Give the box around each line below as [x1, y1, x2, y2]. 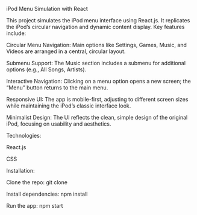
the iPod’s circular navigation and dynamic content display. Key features [6, 24, 185, 30]
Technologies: [6, 132, 42, 139]
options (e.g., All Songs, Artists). [6, 66, 87, 73]
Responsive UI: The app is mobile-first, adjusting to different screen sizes [6, 96, 189, 103]
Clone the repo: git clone [6, 179, 68, 186]
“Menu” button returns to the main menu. [6, 84, 108, 91]
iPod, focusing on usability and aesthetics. [6, 120, 111, 127]
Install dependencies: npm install [6, 190, 88, 197]
